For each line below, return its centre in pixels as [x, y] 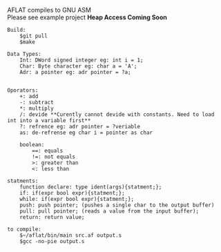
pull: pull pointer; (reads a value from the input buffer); [109, 211]
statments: [23, 181]
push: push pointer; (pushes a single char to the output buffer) [117, 205]
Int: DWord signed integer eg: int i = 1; [81, 60]
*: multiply [37, 108]
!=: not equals [54, 157]
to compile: [24, 229]
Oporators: [23, 90]
